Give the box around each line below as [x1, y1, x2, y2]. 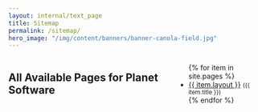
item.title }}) [188, 89, 221, 97]
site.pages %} [188, 71, 235, 81]
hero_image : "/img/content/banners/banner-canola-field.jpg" [8, 34, 218, 42]
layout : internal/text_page [8, 11, 103, 20]
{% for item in [188, 63, 235, 73]
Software [8, 83, 55, 97]
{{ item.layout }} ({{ [188, 80, 251, 90]
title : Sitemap [8, 19, 59, 27]
